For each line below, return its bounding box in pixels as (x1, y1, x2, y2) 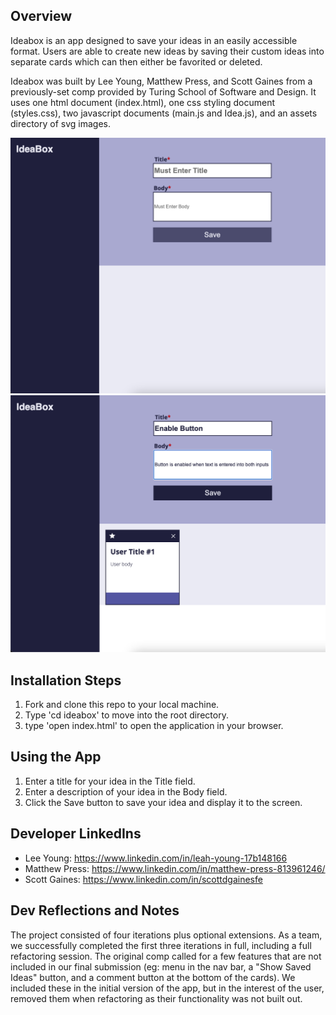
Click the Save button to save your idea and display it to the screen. (24, 796, 303, 808)
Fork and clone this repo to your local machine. (24, 699, 220, 711)
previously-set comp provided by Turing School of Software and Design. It (10, 85, 317, 98)
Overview (10, 8, 73, 25)
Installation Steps (10, 672, 122, 689)
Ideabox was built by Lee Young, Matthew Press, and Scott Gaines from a (10, 75, 313, 87)
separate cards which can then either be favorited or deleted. (10, 55, 263, 68)
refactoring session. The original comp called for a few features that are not (10, 950, 322, 962)
